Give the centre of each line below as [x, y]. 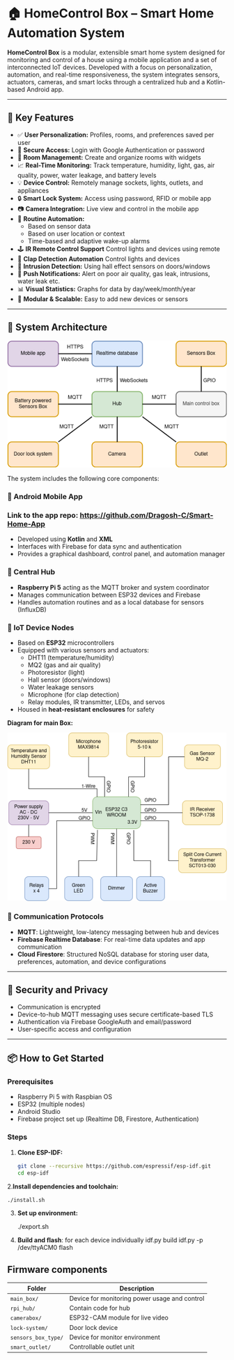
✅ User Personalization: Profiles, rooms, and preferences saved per [116, 135]
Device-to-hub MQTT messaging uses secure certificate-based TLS [115, 1014]
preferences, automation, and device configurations [92, 961]
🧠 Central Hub [31, 572]
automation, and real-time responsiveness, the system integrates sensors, [114, 75]
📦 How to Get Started [56, 1058]
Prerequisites [30, 1081]
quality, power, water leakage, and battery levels [87, 175]
